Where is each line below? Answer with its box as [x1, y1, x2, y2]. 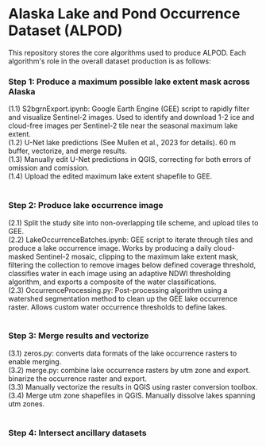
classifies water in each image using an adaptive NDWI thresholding [8, 268, 231, 278]
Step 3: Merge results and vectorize [8, 330, 149, 341]
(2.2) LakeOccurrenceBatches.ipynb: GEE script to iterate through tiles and [8, 235, 253, 244]
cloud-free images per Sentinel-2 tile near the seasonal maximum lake [8, 121, 238, 131]
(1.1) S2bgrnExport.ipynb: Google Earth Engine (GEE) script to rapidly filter [8, 104, 250, 113]
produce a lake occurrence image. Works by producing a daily [8, 243, 212, 252]
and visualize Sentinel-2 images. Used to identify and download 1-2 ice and [8, 113, 255, 122]
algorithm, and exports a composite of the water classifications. [8, 277, 217, 286]
